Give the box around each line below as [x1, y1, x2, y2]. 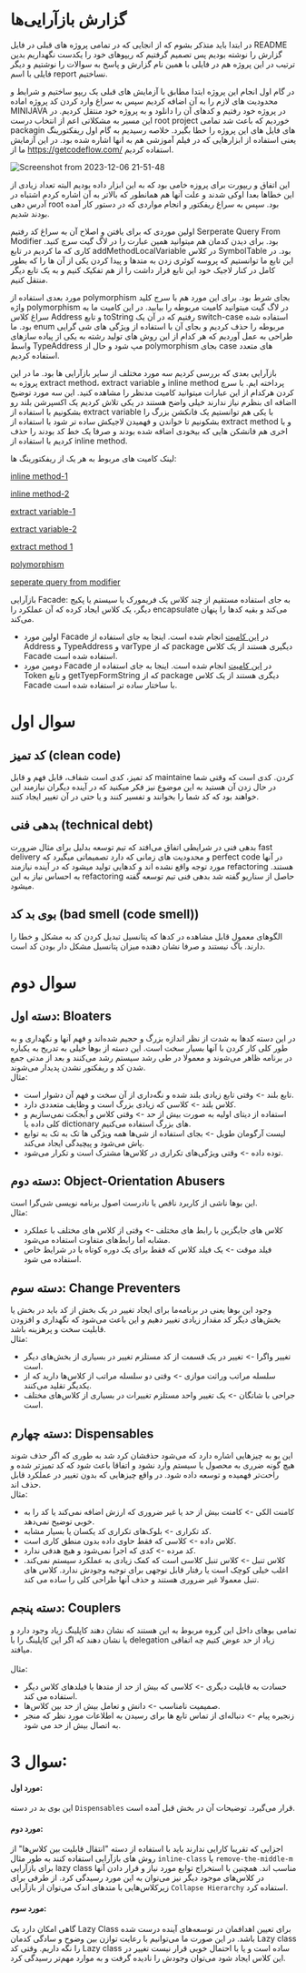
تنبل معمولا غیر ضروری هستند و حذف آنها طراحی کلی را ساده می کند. [23, 1574, 260, 1584]
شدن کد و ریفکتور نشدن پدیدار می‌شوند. [10, 1062, 146, 1073]
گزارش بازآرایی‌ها [10, 9, 127, 30]
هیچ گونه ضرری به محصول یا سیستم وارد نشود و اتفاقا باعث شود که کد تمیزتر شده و [10, 1459, 295, 1470]
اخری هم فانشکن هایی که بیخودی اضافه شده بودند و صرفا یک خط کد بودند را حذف [10, 425, 289, 436]
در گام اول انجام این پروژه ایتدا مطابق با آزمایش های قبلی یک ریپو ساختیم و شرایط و [10, 86, 295, 97]
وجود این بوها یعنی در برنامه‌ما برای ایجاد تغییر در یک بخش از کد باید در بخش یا [10, 1305, 271, 1316]
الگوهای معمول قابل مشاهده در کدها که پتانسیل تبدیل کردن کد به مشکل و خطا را [10, 931, 283, 941]
